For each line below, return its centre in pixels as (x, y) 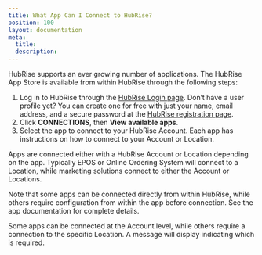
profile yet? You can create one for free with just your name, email (126, 106)
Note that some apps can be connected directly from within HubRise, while (129, 194)
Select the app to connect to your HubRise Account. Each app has (126, 131)
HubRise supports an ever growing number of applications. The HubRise (125, 74)
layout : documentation (45, 30)
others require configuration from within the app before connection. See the (131, 203)
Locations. (25, 179)
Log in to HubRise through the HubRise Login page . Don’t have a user (132, 97)
